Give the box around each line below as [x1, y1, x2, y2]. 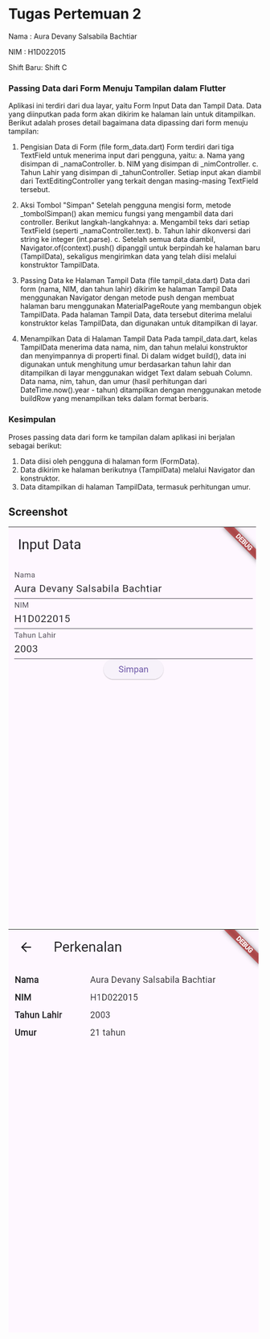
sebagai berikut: [8, 440, 63, 450]
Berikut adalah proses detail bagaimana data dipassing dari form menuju [8, 118, 248, 128]
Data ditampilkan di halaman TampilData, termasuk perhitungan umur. [19, 481, 252, 491]
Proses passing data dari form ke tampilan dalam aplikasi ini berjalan [8, 432, 235, 442]
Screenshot [8, 505, 68, 518]
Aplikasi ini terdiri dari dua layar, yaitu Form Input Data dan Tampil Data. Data [8, 101, 262, 111]
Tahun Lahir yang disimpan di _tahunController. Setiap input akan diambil [19, 168, 261, 178]
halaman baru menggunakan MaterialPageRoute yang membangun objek [19, 301, 262, 311]
